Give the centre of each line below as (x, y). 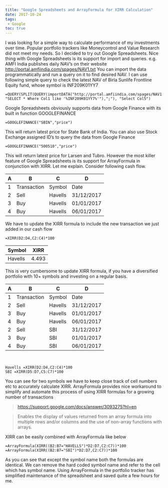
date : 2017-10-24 (23, 15)
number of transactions (29, 397)
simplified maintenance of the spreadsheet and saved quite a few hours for (82, 475)
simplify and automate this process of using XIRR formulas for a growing (80, 392)
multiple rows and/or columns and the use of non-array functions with (89, 422)
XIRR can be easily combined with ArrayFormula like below (66, 437)
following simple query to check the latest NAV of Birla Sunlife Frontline (78, 80)
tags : (11, 19)
